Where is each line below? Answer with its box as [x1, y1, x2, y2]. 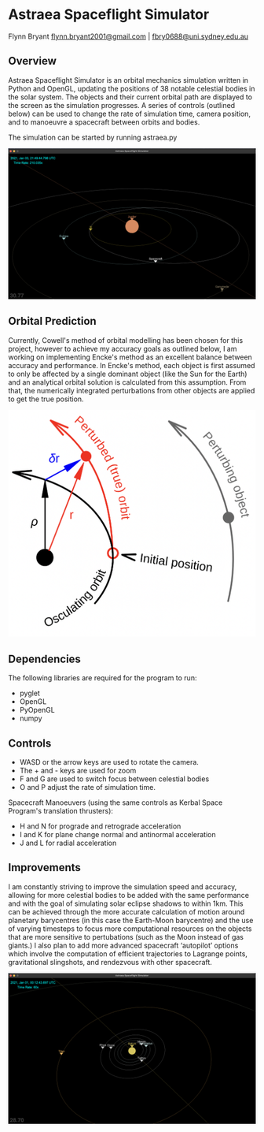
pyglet [19, 688, 41, 698]
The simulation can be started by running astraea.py [8, 132, 178, 142]
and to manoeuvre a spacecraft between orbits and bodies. [8, 117, 200, 127]
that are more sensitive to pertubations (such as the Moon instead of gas [8, 932, 244, 941]
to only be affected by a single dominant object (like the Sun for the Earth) [8, 369, 247, 378]
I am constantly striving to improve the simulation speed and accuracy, [8, 881, 237, 892]
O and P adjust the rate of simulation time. [19, 782, 156, 791]
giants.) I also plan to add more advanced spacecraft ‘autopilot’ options [8, 940, 239, 950]
